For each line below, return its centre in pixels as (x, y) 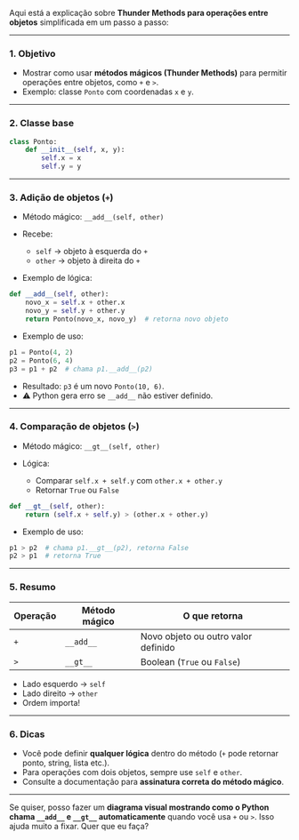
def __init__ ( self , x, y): (75, 150)
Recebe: (37, 234)
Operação (35, 615)
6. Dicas (27, 734)
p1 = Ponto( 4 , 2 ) (41, 352)
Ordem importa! (51, 702)
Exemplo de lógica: (57, 278)
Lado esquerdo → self (64, 684)
